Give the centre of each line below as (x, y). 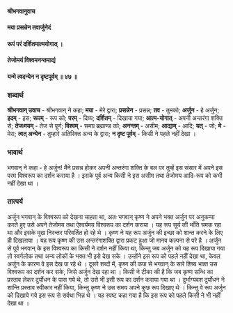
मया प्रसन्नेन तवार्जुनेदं (29, 28)
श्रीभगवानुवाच (22, 11)
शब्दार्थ (15, 95)
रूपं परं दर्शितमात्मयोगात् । (35, 44)
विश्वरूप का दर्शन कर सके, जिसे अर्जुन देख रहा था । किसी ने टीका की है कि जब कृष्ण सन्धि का (110, 272)
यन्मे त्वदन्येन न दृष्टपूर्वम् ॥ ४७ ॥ (42, 76)
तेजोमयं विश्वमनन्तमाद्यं (31, 60)
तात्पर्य (15, 201)
